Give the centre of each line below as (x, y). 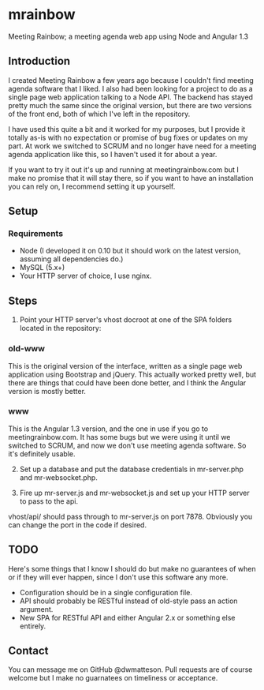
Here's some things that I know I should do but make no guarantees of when (132, 568)
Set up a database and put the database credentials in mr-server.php (132, 469)
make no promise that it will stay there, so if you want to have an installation (131, 178)
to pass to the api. (49, 501)
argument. (36, 609)
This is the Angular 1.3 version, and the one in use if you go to (108, 429)
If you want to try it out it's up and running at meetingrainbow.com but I (123, 169)
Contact (28, 651)
